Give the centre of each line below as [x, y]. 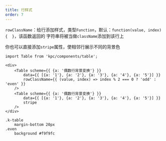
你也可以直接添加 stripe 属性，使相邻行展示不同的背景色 [63, 46]
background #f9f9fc [35, 133]
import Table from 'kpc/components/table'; [52, 56]
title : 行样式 [19, 10]
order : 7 [14, 15]
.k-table [14, 120]
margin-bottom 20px [35, 124]
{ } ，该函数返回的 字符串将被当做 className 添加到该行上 [65, 36]
